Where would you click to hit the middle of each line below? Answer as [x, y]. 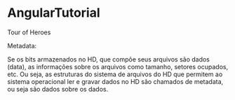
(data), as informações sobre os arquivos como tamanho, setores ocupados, [118, 66]
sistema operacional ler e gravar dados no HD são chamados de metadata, [115, 81]
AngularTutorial [54, 13]
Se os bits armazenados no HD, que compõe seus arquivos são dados [109, 59]
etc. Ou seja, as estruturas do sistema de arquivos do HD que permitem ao [115, 74]
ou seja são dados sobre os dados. [58, 89]
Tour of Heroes [29, 32]
